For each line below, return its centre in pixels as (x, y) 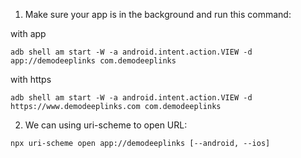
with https (31, 79)
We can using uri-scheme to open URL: (106, 125)
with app (28, 33)
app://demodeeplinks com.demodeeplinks (93, 61)
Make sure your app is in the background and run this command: (158, 14)
